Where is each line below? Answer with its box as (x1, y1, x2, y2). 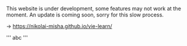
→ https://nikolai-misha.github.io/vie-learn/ (6, 23, 112, 29)
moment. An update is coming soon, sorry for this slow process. (6, 11, 164, 18)
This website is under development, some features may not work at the (6, 5, 181, 12)
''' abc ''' (6, 34, 28, 41)
